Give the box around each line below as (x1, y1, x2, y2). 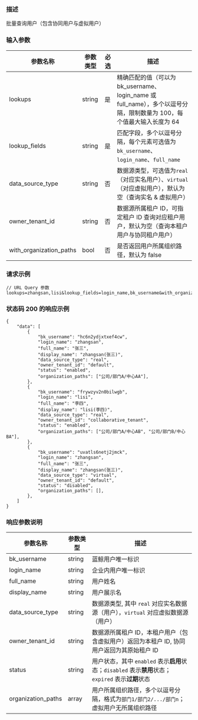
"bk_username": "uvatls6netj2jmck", (37, 450, 128, 456)
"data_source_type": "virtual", (37, 472, 117, 479)
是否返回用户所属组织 (117, 241, 176, 250)
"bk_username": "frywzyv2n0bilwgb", (37, 389, 128, 395)
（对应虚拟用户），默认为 (117, 184, 185, 192)
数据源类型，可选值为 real (117, 166, 189, 175)
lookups (9, 95, 31, 103)
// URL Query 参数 (6, 285, 49, 290)
